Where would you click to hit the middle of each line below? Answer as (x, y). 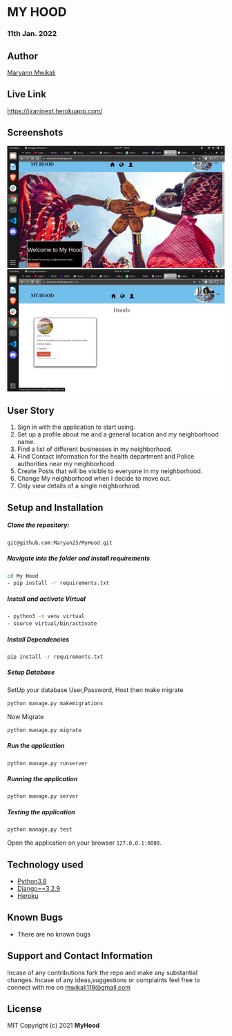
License (25, 1009)
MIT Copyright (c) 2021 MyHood (54, 1026)
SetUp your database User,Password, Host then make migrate (95, 690)
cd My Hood (23, 576)
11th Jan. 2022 (32, 34)
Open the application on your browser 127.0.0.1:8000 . (85, 843)
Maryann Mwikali (31, 73)
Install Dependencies (38, 639)
